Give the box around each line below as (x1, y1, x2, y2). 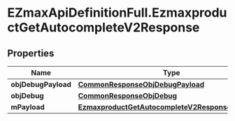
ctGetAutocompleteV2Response (7, 19, 200, 35)
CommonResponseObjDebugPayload (78, 80, 205, 89)
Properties (7, 47, 55, 59)
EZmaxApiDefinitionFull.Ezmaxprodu (7, 5, 227, 21)
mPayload (10, 102, 45, 112)
